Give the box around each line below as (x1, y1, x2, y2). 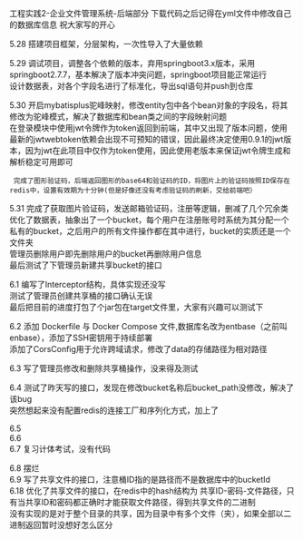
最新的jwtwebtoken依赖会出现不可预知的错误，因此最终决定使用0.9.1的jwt (9, 134, 284, 144)
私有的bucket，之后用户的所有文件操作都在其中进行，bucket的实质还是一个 (9, 226, 291, 236)
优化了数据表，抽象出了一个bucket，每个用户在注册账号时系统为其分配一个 (9, 214, 289, 225)
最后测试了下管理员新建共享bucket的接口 (9, 260, 162, 270)
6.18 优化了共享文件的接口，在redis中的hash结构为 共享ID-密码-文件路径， (9, 485, 288, 496)
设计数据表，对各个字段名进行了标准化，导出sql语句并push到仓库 (9, 81, 254, 91)
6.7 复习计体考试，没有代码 (9, 444, 111, 454)
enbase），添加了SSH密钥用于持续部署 (9, 332, 152, 343)
